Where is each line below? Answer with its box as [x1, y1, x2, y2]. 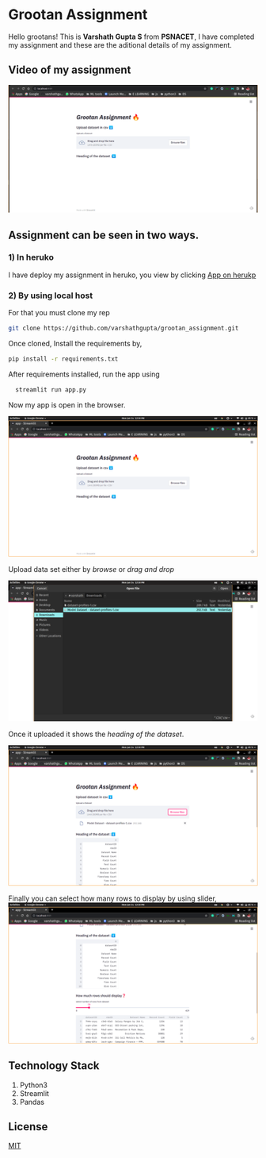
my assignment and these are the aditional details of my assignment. [8, 40, 232, 49]
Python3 [19, 1080, 47, 1090]
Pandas [19, 1097, 45, 1106]
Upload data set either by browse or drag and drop [8, 565, 175, 574]
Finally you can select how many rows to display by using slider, [8, 894, 218, 903]
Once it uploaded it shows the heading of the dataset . [8, 729, 184, 739]
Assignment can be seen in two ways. [8, 228, 199, 241]
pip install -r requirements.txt [8, 355, 119, 363]
